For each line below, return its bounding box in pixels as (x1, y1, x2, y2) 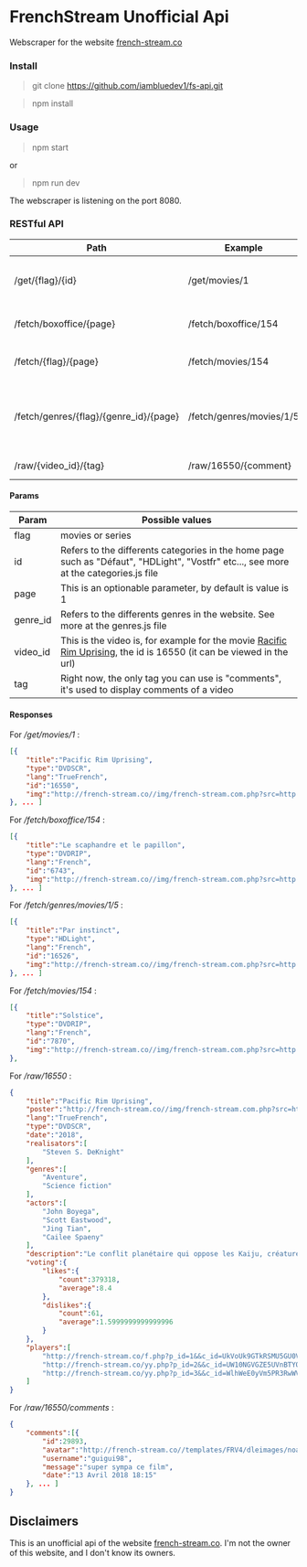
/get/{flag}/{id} (14, 274, 77, 286)
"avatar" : (42, 1445, 79, 1454)
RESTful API (9, 218, 64, 231)
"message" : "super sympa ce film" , (42, 1462, 174, 1472)
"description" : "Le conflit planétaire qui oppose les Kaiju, (26, 1250, 263, 1259)
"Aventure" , (42, 1173, 89, 1182)
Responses (9, 709, 53, 720)
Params (9, 490, 39, 501)
